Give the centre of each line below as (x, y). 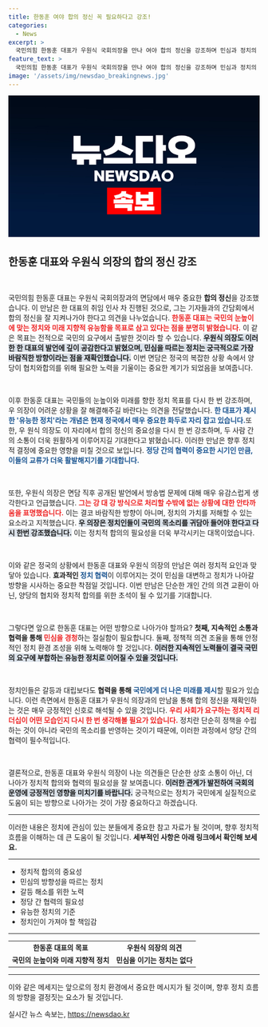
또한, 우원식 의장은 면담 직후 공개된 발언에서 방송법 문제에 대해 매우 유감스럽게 (130, 493)
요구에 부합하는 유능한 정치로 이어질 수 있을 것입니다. (97, 658)
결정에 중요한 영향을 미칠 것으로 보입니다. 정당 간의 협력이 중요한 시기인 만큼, (135, 450)
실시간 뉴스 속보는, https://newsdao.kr (69, 1014)
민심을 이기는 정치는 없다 (154, 961)
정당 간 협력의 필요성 (52, 902)
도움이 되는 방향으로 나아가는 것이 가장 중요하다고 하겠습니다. (103, 803)
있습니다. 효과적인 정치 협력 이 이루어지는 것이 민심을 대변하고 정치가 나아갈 (138, 575)
